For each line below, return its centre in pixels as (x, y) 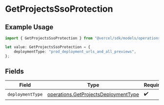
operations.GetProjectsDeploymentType (93, 94)
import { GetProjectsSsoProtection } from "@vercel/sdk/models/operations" (84, 38)
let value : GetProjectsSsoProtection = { (48, 47)
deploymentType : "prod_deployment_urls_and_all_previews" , (75, 52)
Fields (15, 71)
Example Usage (29, 27)
